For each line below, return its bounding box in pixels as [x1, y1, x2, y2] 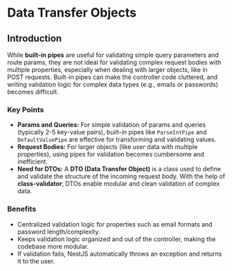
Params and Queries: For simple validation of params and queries [17, 121, 206, 129]
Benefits [7, 204, 37, 214]
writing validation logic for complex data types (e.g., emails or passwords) [7, 80, 219, 88]
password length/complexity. [17, 227, 100, 236]
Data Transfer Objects [7, 5, 137, 21]
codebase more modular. [17, 242, 89, 250]
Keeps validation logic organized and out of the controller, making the [17, 234, 216, 243]
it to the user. [17, 256, 55, 265]
